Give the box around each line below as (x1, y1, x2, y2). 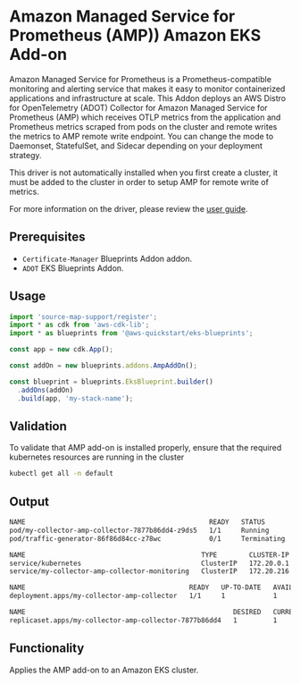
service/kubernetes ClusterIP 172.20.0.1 (9, 559, 290, 568)
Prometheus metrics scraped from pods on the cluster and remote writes (9, 121, 278, 131)
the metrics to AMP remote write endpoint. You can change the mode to (9, 131, 274, 141)
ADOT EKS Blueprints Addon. (21, 262, 124, 274)
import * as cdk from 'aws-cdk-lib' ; (9, 320, 150, 330)
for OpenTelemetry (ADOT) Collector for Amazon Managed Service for (9, 102, 268, 113)
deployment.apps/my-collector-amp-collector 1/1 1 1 (9, 592, 278, 601)
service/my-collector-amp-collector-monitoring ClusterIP (9, 567, 238, 576)
